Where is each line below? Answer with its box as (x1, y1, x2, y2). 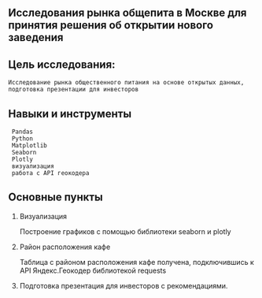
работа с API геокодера (11, 169, 90, 177)
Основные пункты (8, 191, 104, 204)
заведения (8, 31, 64, 44)
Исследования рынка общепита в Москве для (8, 6, 247, 20)
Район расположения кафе (19, 242, 111, 251)
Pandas (11, 128, 34, 136)
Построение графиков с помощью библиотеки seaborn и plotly (19, 226, 231, 236)
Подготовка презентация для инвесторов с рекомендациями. (19, 281, 228, 290)
